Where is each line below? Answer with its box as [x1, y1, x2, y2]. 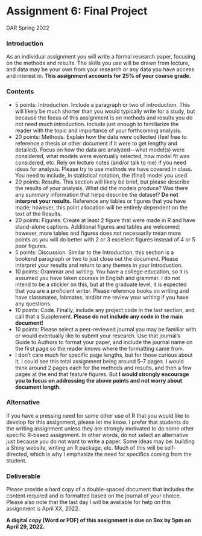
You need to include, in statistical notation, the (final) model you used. [14, 171, 189, 179]
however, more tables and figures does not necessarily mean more [14, 229, 181, 237]
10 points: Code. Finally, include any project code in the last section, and [14, 306, 195, 313]
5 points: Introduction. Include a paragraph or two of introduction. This [14, 101, 191, 108]
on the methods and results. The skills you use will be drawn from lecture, [6, 59, 190, 67]
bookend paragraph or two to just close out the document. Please [14, 255, 178, 262]
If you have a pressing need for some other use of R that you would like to [6, 412, 190, 419]
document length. [14, 383, 62, 391]
